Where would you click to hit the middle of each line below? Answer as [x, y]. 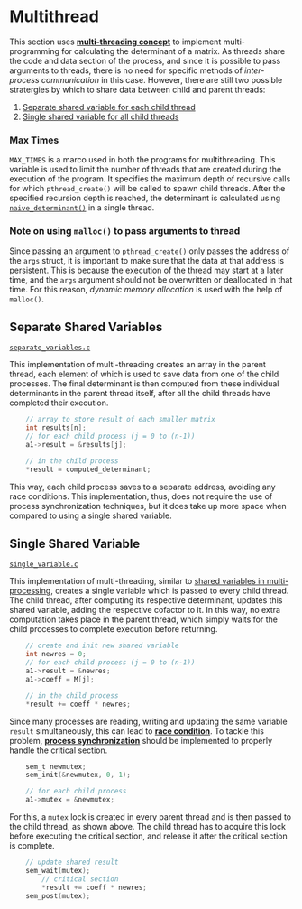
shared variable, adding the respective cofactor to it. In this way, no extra [145, 610]
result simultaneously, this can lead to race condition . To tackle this [137, 731]
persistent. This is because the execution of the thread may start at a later [146, 270]
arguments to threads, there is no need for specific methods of [126, 70]
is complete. [32, 846]
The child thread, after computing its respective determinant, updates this [146, 600]
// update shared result [72, 863]
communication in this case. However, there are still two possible [162, 79]
